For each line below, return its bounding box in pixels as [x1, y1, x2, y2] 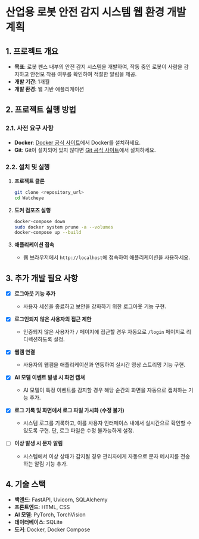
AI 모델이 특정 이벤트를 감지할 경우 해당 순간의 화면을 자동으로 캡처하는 [23, 386, 187, 394]
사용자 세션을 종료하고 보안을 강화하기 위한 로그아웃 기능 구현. [23, 303, 166, 310]
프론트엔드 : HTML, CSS [14, 504, 70, 511]
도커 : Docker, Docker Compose [14, 526, 91, 533]
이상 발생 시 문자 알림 [14, 440, 63, 447]
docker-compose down [14, 218, 66, 224]
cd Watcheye [14, 195, 44, 201]
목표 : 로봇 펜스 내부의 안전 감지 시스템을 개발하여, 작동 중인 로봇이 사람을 [14, 63, 183, 70]
